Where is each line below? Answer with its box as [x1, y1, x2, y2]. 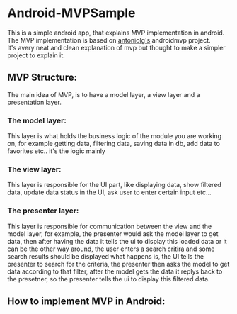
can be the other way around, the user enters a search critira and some [7, 245, 215, 253]
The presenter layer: [7, 206, 79, 215]
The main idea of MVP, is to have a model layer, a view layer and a [7, 90, 200, 99]
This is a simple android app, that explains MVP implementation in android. [7, 28, 225, 37]
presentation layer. [7, 98, 62, 106]
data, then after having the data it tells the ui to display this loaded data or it [7, 237, 228, 245]
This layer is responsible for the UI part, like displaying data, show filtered [7, 181, 221, 189]
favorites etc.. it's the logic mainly [7, 147, 106, 155]
